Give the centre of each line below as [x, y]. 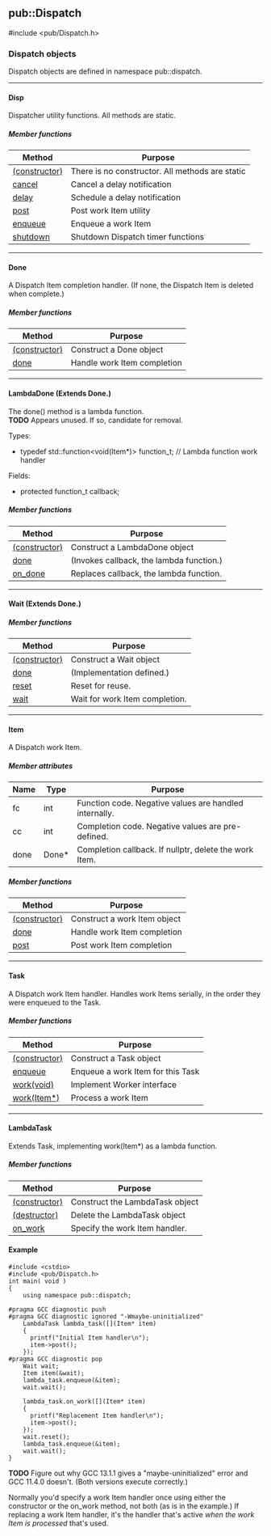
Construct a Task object [116, 1058]
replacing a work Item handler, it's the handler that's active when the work [131, 1514]
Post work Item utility [110, 211]
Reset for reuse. [101, 686]
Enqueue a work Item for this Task [135, 1071]
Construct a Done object [117, 349]
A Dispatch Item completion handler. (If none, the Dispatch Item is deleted [131, 286]
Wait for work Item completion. [129, 699]
